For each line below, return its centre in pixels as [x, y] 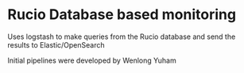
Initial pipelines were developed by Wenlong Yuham [92, 60]
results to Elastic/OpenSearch [56, 44]
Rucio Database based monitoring [122, 15]
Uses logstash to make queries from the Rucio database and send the [122, 36]
